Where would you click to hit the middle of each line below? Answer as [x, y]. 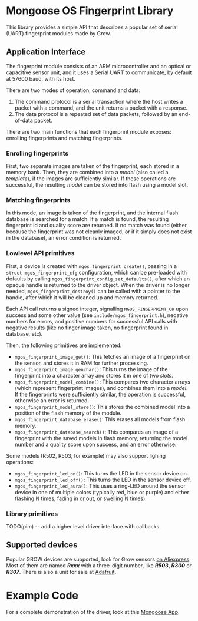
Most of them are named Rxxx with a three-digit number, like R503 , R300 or [99, 565]
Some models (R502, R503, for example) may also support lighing [86, 455]
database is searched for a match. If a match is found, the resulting [88, 219]
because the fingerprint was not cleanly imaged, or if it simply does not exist [99, 232]
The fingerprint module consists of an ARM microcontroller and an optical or [99, 66]
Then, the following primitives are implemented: [64, 345]
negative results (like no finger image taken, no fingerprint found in [87, 328]
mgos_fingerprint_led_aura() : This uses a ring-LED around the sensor [100, 486]
